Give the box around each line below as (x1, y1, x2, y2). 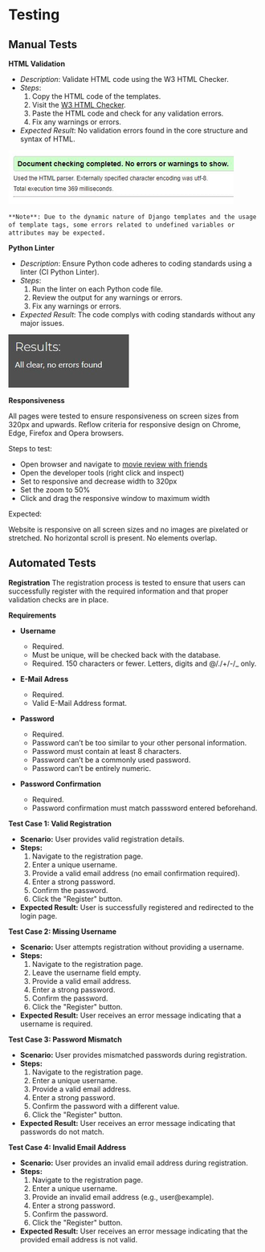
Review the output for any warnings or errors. (31, 293, 183, 302)
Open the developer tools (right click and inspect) (19, 468, 185, 477)
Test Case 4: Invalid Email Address (8, 1142, 127, 1152)
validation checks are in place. (8, 594, 109, 604)
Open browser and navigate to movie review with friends (19, 459, 208, 469)
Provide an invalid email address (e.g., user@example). (31, 1192, 214, 1201)
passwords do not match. (19, 1127, 104, 1136)
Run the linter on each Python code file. (31, 284, 163, 294)
